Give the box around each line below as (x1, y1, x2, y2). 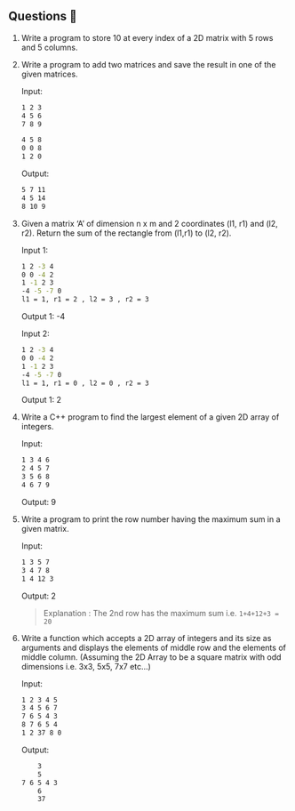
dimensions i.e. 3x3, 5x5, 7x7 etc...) (20, 661, 152, 671)
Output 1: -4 (20, 311, 66, 322)
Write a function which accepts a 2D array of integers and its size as (20, 632, 272, 643)
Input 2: (20, 328, 50, 339)
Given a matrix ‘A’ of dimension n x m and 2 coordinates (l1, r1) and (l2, (20, 218, 279, 229)
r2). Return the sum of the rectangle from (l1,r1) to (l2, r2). (20, 228, 232, 238)
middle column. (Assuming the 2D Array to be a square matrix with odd (20, 651, 282, 662)
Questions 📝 (8, 9, 77, 24)
